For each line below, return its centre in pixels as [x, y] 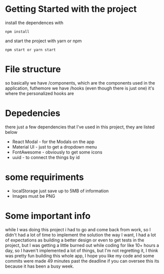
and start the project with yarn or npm [43, 41]
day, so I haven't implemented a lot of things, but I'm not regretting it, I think [82, 250]
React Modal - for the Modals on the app [53, 142]
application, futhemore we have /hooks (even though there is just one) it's [80, 88]
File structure [33, 69]
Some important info [48, 216]
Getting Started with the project [71, 9]
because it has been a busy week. [40, 266]
